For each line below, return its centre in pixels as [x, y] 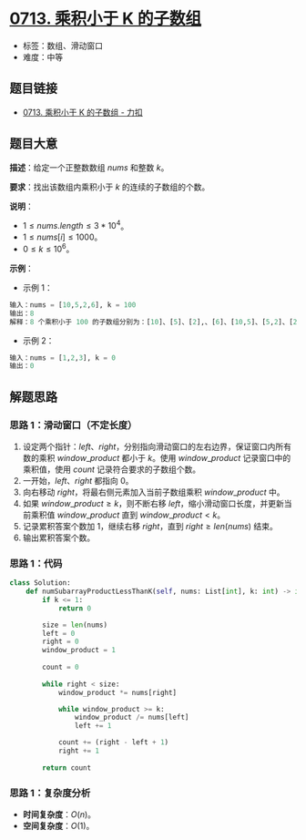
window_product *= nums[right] [117, 692]
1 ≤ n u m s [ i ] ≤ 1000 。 [62, 237]
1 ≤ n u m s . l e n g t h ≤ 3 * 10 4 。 [76, 225]
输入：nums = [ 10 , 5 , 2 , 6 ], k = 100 [73, 305]
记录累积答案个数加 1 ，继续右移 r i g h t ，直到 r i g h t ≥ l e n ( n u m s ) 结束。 [150, 526]
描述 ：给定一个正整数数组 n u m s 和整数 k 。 [89, 167]
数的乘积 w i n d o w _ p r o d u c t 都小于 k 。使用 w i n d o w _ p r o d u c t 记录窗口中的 [157, 457]
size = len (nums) [75, 625]
